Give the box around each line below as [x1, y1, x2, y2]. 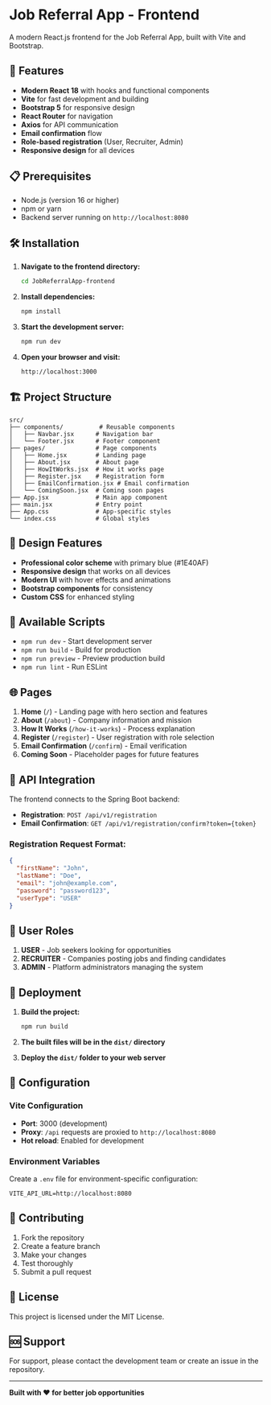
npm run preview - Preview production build [20, 653, 166, 663]
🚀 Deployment [9, 986, 81, 999]
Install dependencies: [20, 292, 96, 302]
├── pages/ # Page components [9, 444, 158, 452]
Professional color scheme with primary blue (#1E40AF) [20, 558, 209, 567]
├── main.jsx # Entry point [9, 501, 143, 509]
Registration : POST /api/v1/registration [20, 810, 158, 820]
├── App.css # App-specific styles [9, 507, 172, 516]
